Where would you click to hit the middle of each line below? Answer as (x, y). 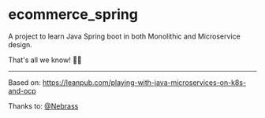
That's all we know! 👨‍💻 (45, 60)
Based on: (24, 82)
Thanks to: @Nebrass (43, 106)
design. (21, 44)
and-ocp (22, 90)
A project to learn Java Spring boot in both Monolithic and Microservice (124, 36)
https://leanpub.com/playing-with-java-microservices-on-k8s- (144, 82)
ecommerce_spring (73, 15)
